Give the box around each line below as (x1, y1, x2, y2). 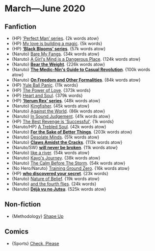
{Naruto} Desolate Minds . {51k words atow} (11, 134, 100, 140)
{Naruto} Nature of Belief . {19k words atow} (11, 176, 100, 182)
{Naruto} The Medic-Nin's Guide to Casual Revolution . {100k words (11, 67, 151, 72)
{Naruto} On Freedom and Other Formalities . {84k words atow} (11, 77, 141, 83)
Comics (4, 228, 29, 236)
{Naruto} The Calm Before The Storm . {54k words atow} (11, 160, 126, 166)
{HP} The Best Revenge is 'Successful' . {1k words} (11, 118, 114, 124)
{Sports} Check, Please (11, 240, 59, 246)
